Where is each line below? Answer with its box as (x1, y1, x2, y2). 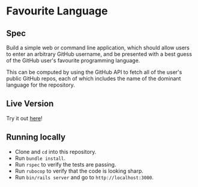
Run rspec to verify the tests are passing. (14, 161, 116, 168)
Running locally (6, 132, 66, 143)
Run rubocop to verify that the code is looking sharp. (14, 167, 144, 174)
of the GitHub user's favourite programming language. (6, 57, 140, 64)
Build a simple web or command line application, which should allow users (6, 44, 190, 51)
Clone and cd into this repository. (14, 148, 97, 155)
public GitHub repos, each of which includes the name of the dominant (6, 75, 181, 82)
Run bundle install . (14, 155, 66, 162)
